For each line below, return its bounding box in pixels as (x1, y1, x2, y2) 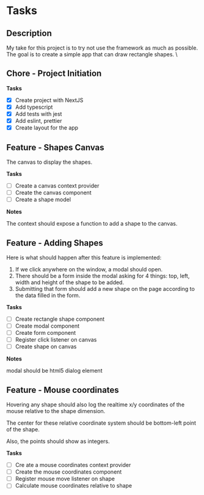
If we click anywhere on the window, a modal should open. (15, 265, 163, 273)
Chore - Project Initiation (6, 68, 102, 79)
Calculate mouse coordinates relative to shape (15, 482, 133, 490)
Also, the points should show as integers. (6, 438, 110, 445)
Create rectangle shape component (15, 315, 105, 323)
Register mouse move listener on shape (15, 475, 115, 483)
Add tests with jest (15, 110, 62, 117)
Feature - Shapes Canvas (6, 142, 104, 153)
